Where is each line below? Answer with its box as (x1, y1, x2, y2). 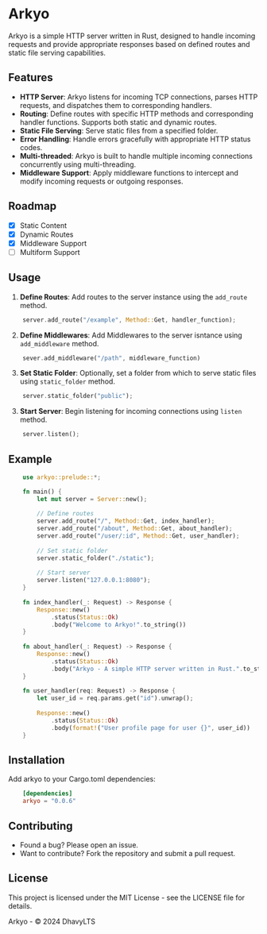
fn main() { (22, 488, 62, 496)
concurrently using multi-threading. (19, 160, 137, 169)
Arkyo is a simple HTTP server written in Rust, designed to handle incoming (8, 31, 256, 41)
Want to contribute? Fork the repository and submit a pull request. (19, 848, 236, 858)
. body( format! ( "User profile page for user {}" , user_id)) (50, 724, 250, 731)
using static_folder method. (19, 376, 115, 386)
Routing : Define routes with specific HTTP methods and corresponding (19, 109, 254, 118)
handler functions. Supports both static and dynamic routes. (19, 117, 217, 127)
